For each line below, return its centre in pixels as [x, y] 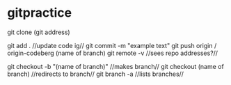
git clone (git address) [39, 32]
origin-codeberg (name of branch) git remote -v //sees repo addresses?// [112, 53]
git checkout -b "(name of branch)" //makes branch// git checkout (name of [115, 66]
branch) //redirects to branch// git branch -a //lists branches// [96, 74]
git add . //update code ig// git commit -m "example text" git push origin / [112, 45]
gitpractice [39, 13]
